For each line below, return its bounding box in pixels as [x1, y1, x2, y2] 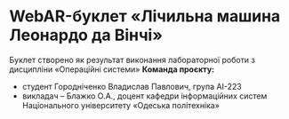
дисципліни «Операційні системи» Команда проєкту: [9, 64, 215, 75]
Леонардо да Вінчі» [9, 25, 163, 45]
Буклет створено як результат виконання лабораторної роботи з [9, 54, 256, 65]
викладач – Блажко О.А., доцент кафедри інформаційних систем [21, 91, 268, 101]
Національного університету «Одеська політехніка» [21, 99, 221, 110]
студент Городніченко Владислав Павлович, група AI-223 [21, 81, 242, 91]
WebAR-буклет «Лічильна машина [9, 6, 281, 27]
